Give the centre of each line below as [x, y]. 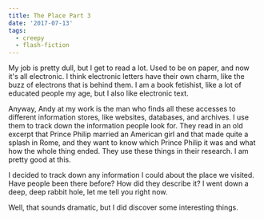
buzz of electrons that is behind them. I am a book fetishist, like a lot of [125, 85]
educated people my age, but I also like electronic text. [99, 93]
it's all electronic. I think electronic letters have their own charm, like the [127, 77]
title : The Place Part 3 [50, 16]
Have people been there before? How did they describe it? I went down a [129, 183]
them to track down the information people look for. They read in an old [126, 126]
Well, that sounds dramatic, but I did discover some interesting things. [123, 207]
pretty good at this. [40, 159]
